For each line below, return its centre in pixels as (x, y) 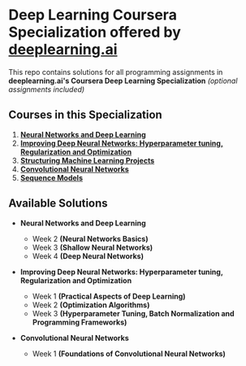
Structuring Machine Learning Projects (87, 160)
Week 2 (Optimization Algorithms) (91, 305)
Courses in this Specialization (85, 115)
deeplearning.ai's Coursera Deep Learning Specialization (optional (123, 81)
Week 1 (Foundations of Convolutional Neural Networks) (129, 353)
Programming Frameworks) (80, 322)
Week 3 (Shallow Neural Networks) (93, 247)
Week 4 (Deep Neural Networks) (88, 256)
